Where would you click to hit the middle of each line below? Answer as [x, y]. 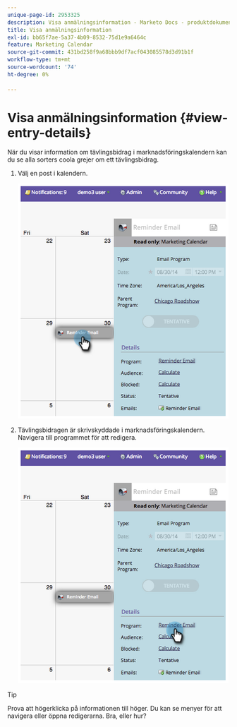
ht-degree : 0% [28, 74]
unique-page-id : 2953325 [44, 15]
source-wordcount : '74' [42, 67]
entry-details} [49, 132]
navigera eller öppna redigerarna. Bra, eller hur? [77, 716]
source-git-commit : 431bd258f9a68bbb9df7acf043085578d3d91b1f [101, 52]
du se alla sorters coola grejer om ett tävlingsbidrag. [83, 160]
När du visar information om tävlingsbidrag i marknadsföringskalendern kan [117, 152]
